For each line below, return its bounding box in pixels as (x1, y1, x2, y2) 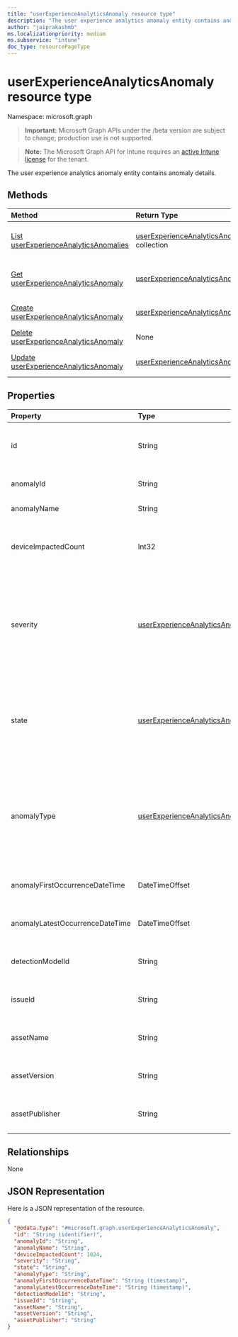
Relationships (7, 1146, 69, 1158)
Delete (11, 328, 33, 337)
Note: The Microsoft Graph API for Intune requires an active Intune (24, 147, 220, 156)
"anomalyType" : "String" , (13, 1270, 91, 1278)
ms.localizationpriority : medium (7, 30, 106, 38)
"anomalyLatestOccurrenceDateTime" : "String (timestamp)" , (13, 1284, 192, 1291)
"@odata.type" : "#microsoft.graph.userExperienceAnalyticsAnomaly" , (13, 1224, 220, 1232)
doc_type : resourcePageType (7, 43, 91, 50)
